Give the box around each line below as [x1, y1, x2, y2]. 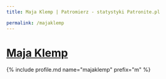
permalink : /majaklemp [6, 19, 64, 26]
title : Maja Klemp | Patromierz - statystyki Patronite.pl [6, 9, 160, 15]
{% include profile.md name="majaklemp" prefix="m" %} [6, 66, 151, 74]
